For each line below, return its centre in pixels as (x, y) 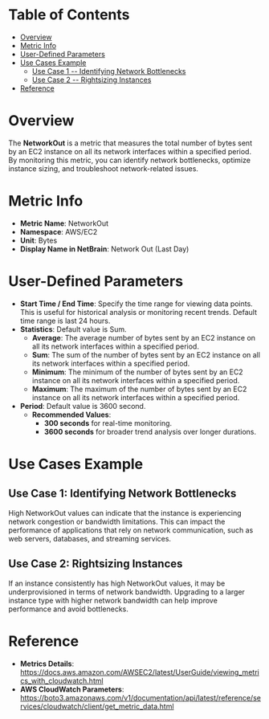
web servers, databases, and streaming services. (90, 538)
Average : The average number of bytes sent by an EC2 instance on (143, 337)
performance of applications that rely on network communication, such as (131, 530)
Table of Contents (69, 15)
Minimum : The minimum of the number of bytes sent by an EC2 (137, 372)
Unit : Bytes (39, 240)
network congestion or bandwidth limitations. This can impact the (117, 521)
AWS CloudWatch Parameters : (72, 689)
